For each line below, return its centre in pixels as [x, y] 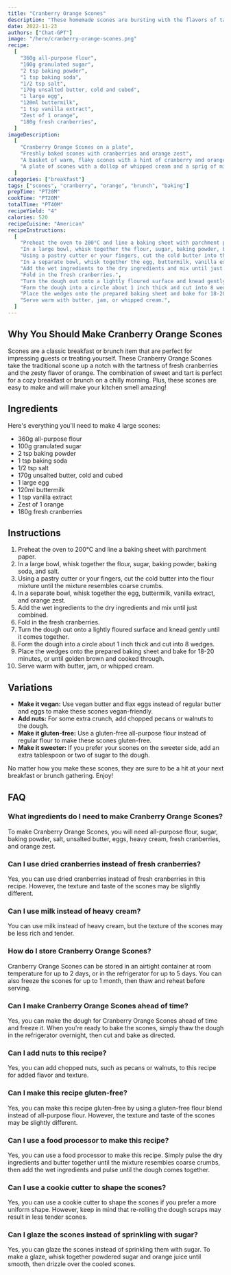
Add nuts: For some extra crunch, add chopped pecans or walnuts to [115, 719]
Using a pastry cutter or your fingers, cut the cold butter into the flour [116, 579]
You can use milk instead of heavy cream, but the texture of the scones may [115, 926]
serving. [20, 988]
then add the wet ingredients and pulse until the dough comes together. [109, 1169]
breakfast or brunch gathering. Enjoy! [61, 776]
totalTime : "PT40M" [36, 205]
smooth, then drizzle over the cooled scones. [72, 1264]
